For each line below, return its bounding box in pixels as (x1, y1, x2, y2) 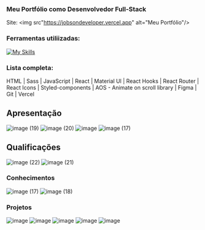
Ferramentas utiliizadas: (6, 34, 81, 43)
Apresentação (6, 108, 62, 118)
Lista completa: (6, 63, 54, 72)
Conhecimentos (6, 174, 55, 182)
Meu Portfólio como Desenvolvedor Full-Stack (6, 5, 147, 13)
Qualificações (6, 142, 61, 153)
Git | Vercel (6, 90, 35, 98)
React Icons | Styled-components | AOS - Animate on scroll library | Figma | (6, 83, 197, 91)
